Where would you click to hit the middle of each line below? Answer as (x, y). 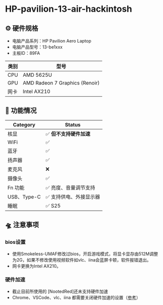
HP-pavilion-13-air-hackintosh (69, 9)
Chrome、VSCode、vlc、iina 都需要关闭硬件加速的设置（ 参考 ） (76, 297)
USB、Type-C (24, 196)
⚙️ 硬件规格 (22, 28)
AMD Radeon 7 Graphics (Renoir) (61, 83)
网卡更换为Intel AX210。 (36, 266)
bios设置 (15, 242)
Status (73, 125)
